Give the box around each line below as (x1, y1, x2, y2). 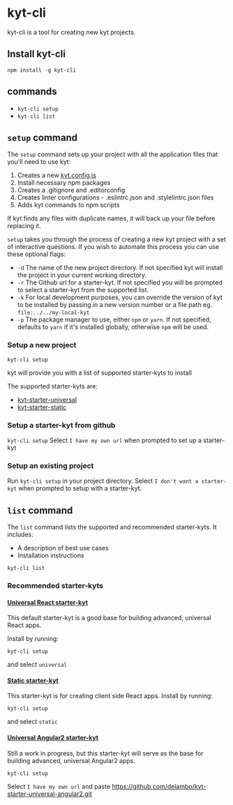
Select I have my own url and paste (7, 782, 111, 790)
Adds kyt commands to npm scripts (17, 201, 120, 209)
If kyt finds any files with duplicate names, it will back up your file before (7, 214, 216, 223)
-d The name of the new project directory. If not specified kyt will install (17, 264, 223, 272)
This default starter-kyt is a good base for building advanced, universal (7, 614, 211, 622)
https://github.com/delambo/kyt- (112, 782, 206, 790)
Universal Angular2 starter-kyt (7, 734, 99, 742)
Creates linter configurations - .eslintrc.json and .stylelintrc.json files (17, 193, 214, 202)
